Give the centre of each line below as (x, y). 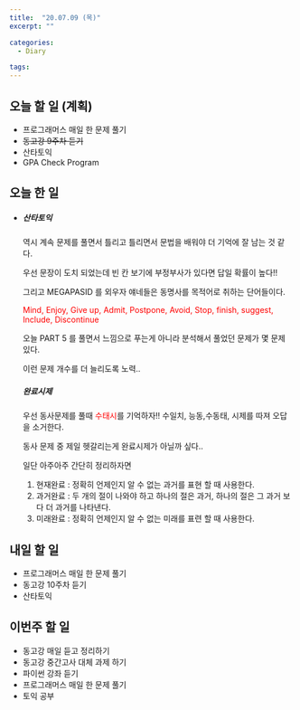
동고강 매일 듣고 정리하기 (66, 650)
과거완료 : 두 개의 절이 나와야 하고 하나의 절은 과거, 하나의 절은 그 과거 (159, 496)
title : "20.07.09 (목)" (55, 18)
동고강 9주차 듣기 (53, 140)
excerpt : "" (32, 26)
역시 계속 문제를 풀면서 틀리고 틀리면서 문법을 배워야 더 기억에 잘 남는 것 (149, 242)
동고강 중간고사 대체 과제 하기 (74, 662)
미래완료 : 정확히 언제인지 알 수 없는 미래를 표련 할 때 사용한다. (145, 519)
